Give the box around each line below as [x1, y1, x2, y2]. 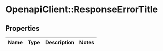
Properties [5, 24, 40, 33]
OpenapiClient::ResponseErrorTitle [5, 4, 158, 15]
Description [45, 39, 74, 46]
